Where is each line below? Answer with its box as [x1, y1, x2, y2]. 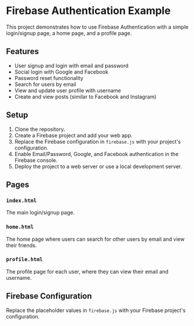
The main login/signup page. [6, 209, 75, 216]
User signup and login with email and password [14, 62, 129, 69]
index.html [6, 197, 37, 204]
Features [6, 47, 39, 57]
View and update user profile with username [14, 86, 121, 94]
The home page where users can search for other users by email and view [6, 235, 185, 242]
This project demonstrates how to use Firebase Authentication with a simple [6, 23, 189, 30]
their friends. [6, 241, 37, 249]
